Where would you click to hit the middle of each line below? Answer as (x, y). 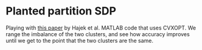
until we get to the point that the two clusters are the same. (79, 40)
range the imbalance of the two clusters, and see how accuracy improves (98, 34)
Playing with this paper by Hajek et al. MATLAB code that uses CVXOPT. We (101, 28)
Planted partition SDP (61, 11)
